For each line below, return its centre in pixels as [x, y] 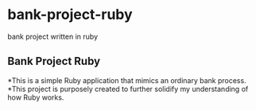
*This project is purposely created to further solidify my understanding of [128, 89]
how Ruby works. [36, 97]
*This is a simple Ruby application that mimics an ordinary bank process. [127, 80]
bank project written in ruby [53, 36]
